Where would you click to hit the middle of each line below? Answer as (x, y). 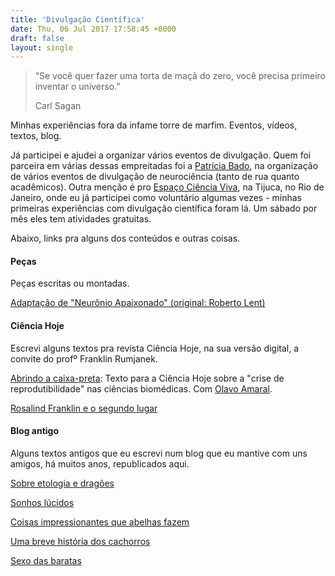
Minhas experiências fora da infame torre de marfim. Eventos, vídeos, (154, 125)
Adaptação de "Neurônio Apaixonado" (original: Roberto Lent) (138, 303)
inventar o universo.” (77, 87)
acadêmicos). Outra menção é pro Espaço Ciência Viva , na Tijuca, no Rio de (167, 187)
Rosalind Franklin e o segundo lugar (84, 408)
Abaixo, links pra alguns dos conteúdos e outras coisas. (125, 238)
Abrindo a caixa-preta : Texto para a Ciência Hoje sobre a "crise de (147, 378)
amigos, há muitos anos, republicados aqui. (100, 463)
